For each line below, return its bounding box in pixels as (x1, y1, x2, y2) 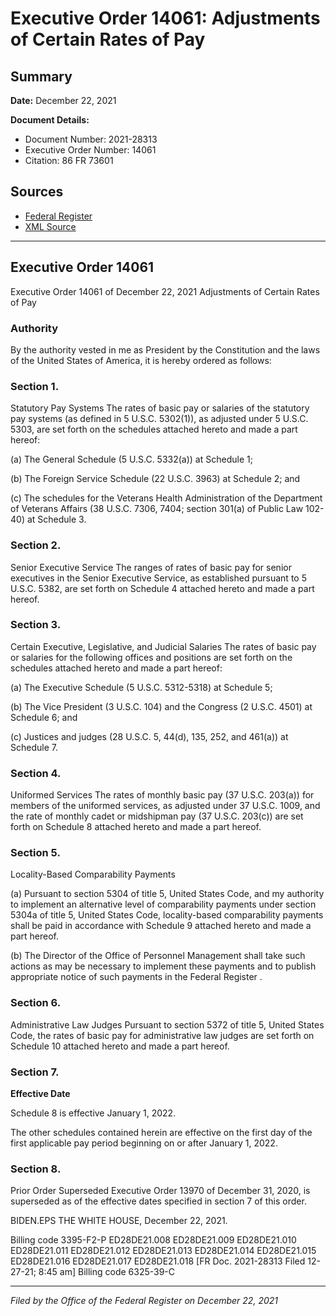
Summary (10, 68, 73, 85)
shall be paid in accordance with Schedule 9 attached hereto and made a (10, 920, 312, 932)
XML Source (24, 220, 77, 232)
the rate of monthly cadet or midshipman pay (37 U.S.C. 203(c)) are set (10, 810, 304, 822)
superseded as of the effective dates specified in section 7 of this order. (10, 1195, 307, 1207)
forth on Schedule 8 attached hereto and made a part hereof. (10, 821, 262, 833)
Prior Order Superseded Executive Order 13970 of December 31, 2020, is (10, 1185, 311, 1197)
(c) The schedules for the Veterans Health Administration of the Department (10, 492, 323, 504)
